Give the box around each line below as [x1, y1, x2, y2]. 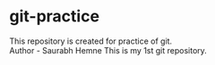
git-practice [9, 6, 100, 27]
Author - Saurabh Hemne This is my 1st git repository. [9, 45, 208, 55]
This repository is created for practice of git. [9, 36, 173, 46]
